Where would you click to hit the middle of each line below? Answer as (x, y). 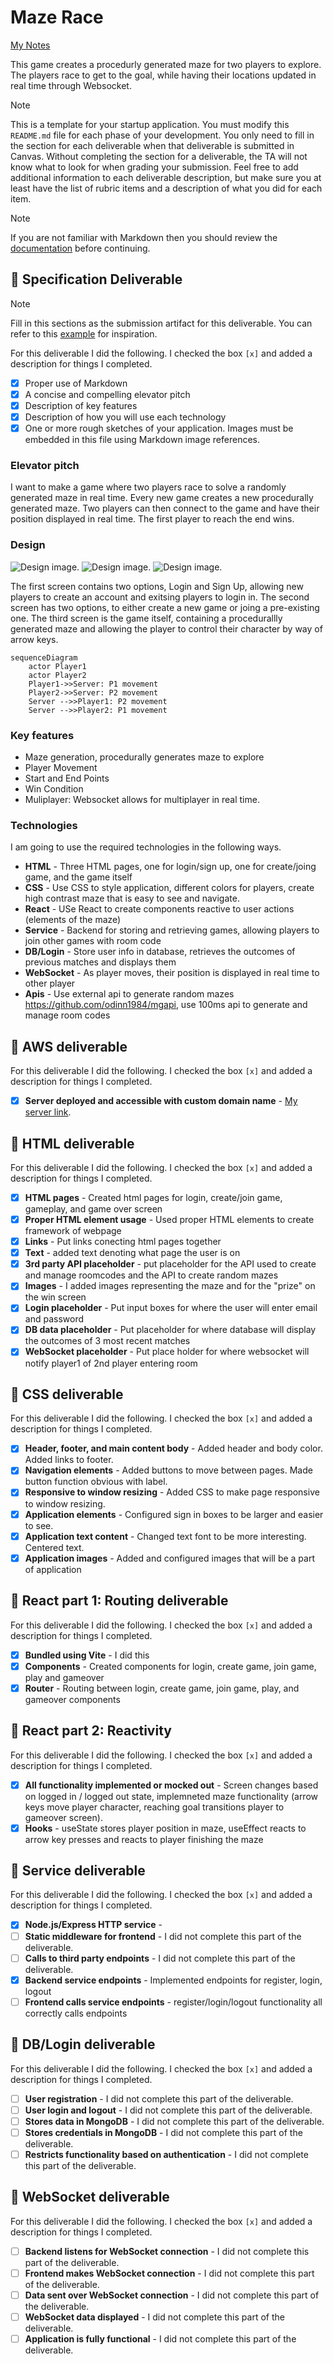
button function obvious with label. (96, 1482)
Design (28, 545)
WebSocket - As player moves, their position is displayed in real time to (172, 973)
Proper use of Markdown (76, 383)
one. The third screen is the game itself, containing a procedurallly (146, 618)
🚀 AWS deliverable (69, 1046)
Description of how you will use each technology (125, 417)
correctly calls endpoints (76, 2013)
